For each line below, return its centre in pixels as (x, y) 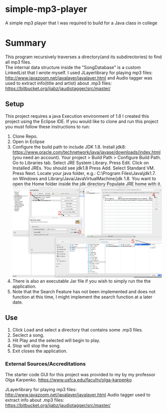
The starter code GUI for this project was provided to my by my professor (80, 375)
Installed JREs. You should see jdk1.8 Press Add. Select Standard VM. (83, 168)
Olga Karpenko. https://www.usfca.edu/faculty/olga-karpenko (69, 380)
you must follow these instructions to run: (48, 126)
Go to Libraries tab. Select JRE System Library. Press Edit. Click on (81, 163)
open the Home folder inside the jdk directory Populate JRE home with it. (87, 184)
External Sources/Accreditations (45, 364)
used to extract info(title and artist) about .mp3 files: (58, 83)
